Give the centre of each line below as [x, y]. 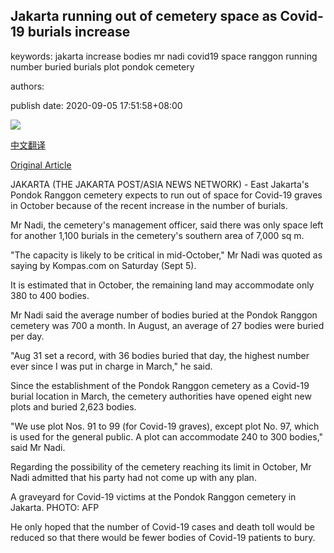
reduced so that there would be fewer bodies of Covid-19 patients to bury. [163, 537]
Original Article [41, 165]
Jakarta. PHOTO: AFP [55, 507]
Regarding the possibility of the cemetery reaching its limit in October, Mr [161, 466]
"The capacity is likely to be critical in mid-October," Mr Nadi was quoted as [166, 255]
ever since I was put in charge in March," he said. [111, 366]
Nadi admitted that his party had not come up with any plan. [133, 477]
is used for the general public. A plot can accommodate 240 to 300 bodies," [167, 436]
